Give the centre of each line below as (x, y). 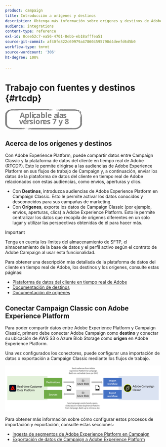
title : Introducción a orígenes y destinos (51, 16)
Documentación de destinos (41, 287)
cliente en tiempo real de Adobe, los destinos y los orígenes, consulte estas (82, 268)
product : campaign (24, 10)
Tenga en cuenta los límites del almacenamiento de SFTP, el (66, 242)
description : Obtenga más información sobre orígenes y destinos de (77, 21)
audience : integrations (30, 26)
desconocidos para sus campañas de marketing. (62, 202)
